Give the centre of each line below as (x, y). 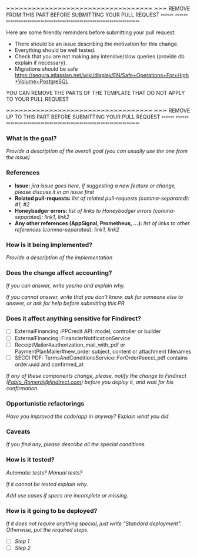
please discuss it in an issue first (54, 192)
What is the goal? (31, 138)
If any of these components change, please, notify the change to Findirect (96, 375)
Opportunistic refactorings (45, 403)
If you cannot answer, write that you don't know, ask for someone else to (95, 297)
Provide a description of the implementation (59, 257)
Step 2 (23, 548)
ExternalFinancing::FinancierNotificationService (72, 338)
